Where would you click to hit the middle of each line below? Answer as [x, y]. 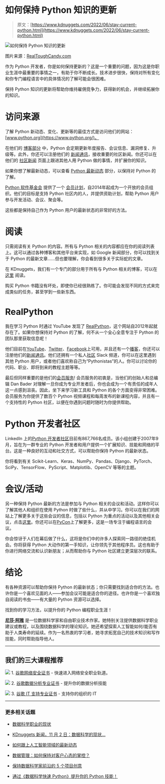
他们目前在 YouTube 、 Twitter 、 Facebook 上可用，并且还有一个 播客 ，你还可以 [82, 349]
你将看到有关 [18, 461]
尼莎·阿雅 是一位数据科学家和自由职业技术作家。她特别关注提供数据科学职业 [82, 620]
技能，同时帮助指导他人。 [31, 639]
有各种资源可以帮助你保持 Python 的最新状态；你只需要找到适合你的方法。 [80, 587]
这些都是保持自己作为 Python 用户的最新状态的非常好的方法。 [67, 210]
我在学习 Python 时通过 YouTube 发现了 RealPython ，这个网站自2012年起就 [82, 326]
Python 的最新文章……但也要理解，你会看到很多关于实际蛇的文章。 [78, 258]
